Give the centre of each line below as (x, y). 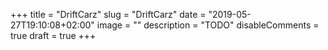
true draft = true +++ (53, 35)
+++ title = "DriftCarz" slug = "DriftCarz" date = (108, 14)
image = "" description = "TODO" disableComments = (208, 25)
